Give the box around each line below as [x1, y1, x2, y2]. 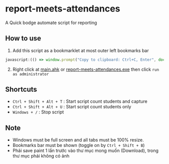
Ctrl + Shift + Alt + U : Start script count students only [12, 104, 132, 110]
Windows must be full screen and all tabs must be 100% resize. [12, 137, 144, 143]
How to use [5, 34, 41, 43]
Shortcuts [5, 85, 37, 94]
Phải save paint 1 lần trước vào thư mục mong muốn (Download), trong [12, 147, 159, 153]
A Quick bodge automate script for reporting [5, 20, 97, 26]
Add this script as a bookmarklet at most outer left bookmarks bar [12, 47, 149, 53]
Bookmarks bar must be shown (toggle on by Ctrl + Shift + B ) [12, 142, 145, 148]
